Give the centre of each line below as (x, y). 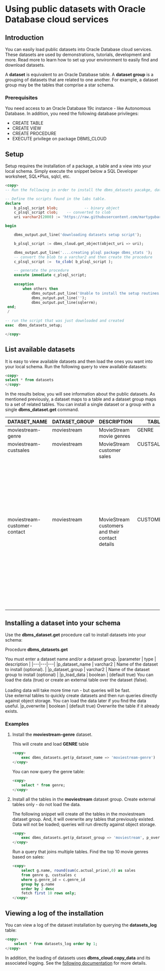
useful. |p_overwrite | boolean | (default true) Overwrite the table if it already (82, 706)
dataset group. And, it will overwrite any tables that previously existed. (83, 819)
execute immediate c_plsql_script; (50, 275)
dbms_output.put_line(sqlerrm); (64, 302)
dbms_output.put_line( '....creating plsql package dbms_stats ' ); (83, 252)
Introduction (25, 38)
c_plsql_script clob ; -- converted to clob (62, 213)
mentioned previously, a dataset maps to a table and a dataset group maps (81, 399)
